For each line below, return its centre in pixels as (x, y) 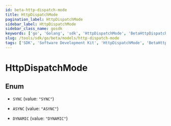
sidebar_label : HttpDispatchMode (41, 24)
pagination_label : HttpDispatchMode (44, 19)
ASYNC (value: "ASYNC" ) (36, 108)
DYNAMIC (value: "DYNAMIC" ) (40, 118)
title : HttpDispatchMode (32, 15)
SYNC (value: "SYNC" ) (33, 99)
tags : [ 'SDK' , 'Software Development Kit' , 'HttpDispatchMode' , (75, 43)
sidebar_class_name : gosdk (34, 29)
